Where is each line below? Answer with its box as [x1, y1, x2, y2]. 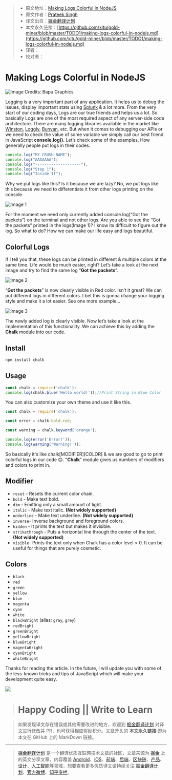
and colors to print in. [5, 462, 51, 468]
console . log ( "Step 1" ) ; [5, 166, 56, 172]
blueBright [12, 640, 36, 645]
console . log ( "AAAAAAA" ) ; [5, 157, 58, 162]
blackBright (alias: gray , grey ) [12, 617, 76, 623]
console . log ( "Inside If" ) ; [5, 172, 63, 177]
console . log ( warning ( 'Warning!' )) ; [5, 442, 81, 447]
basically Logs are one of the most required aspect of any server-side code [5, 115, 165, 121]
